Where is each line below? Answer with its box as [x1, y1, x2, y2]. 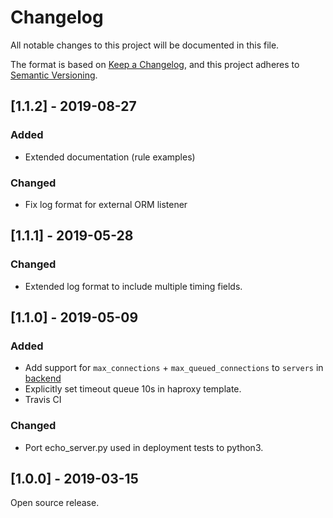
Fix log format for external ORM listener [24, 198, 188, 210]
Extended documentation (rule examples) [24, 151, 196, 163]
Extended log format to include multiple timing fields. [24, 280, 243, 292]
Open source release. [10, 497, 100, 509]
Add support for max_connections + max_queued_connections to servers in [24, 362, 324, 374]
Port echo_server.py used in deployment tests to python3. [24, 441, 264, 453]
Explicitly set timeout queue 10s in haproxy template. [24, 383, 242, 395]
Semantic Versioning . [10, 69, 98, 81]
